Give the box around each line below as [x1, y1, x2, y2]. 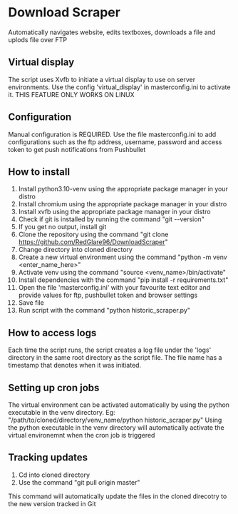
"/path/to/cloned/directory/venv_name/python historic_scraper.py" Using [8, 415, 222, 424]
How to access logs [8, 326, 97, 339]
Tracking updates [8, 451, 88, 464]
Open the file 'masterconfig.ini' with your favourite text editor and [18, 283, 211, 292]
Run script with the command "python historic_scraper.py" [18, 306, 191, 315]
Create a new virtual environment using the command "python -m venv [18, 253, 227, 261]
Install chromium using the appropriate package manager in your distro [18, 200, 227, 208]
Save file [18, 298, 45, 307]
